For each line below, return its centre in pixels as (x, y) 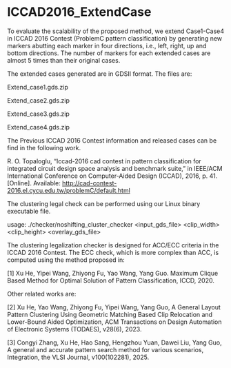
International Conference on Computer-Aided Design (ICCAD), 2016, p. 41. (112, 176)
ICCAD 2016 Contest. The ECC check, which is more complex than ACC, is (113, 252)
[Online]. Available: (34, 183)
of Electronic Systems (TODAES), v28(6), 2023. (74, 329)
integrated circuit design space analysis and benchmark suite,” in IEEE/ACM (115, 168)
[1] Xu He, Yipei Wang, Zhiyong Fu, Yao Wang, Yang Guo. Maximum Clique (113, 273)
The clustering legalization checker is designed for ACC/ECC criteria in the (113, 245)
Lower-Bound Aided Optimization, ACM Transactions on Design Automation (114, 322)
